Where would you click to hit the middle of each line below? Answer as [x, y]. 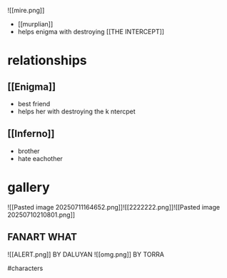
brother [29, 151]
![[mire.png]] [26, 10]
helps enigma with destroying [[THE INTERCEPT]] [91, 32]
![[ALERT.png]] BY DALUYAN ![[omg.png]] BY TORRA [86, 254]
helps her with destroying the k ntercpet [76, 111]
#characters [25, 268]
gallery [29, 187]
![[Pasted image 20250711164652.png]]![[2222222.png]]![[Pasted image [113, 207]
